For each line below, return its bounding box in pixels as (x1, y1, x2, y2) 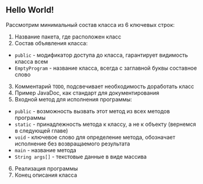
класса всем (14, 57, 48, 65)
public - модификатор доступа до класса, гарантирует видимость (14, 51, 188, 59)
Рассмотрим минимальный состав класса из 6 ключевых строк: (6, 21, 175, 28)
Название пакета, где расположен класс (14, 33, 122, 40)
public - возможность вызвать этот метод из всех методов (14, 107, 171, 115)
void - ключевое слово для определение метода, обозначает (14, 133, 175, 141)
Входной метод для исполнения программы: (14, 95, 133, 103)
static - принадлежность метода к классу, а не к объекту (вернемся (14, 120, 196, 128)
